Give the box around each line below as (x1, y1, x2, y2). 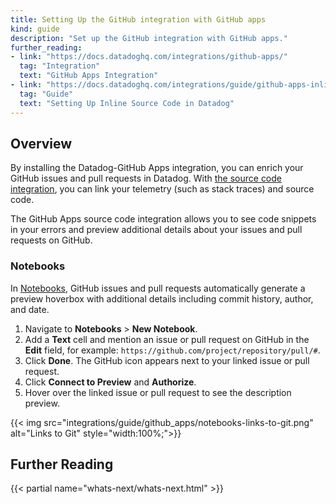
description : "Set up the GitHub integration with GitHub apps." (10, 33, 288, 43)
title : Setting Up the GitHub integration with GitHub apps (10, 14, 267, 25)
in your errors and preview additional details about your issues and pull (10, 224, 303, 236)
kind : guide (10, 24, 60, 34)
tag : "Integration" (19, 61, 101, 71)
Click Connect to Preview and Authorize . (24, 376, 197, 388)
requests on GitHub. (10, 234, 93, 246)
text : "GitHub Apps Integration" (19, 71, 159, 81)
